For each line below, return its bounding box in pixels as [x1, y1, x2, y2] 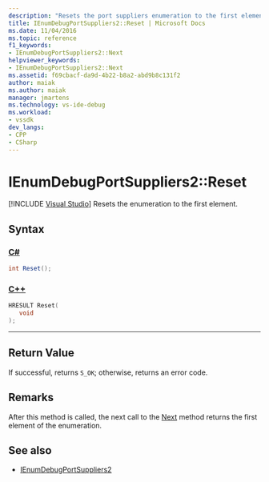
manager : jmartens [8, 94, 70, 102]
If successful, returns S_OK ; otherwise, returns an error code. [8, 368, 208, 377]
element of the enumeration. [8, 420, 102, 430]
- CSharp [8, 138, 38, 147]
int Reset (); [8, 265, 52, 273]
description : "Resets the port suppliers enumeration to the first [8, 11, 239, 20]
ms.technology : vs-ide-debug [8, 101, 106, 109]
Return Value [8, 346, 74, 360]
